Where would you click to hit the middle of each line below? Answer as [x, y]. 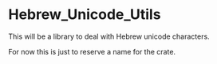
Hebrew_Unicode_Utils [85, 15]
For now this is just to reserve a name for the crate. [92, 51]
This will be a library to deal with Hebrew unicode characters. [109, 36]
